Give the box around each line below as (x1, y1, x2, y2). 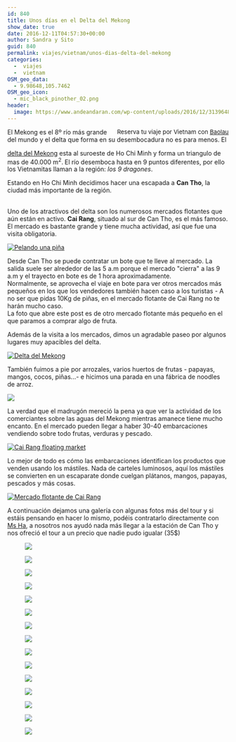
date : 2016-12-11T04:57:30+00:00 (7, 30, 105, 37)
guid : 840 (7, 43, 37, 50)
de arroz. (7, 380, 34, 389)
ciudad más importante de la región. (7, 186, 112, 194)
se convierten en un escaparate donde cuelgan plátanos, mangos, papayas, (7, 472, 227, 480)
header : (7, 102, 30, 109)
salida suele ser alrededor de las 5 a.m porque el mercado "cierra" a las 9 (7, 265, 221, 273)
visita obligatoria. (7, 229, 58, 238)
